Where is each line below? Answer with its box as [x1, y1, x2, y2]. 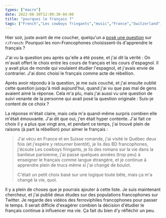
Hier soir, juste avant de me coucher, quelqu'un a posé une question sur [5, 35, 152, 41]
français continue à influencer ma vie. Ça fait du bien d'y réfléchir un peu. [5, 208, 155, 214]
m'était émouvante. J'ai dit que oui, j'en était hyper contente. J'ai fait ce [5, 116, 151, 122]
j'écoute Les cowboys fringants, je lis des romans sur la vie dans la [17, 146, 154, 152]
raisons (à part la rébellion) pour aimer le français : [5, 127, 108, 132]
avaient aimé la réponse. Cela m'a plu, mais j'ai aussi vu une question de [5, 90, 153, 96]
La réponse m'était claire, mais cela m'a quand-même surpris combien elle [5, 111, 157, 117]
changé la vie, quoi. [17, 177, 58, 183]
